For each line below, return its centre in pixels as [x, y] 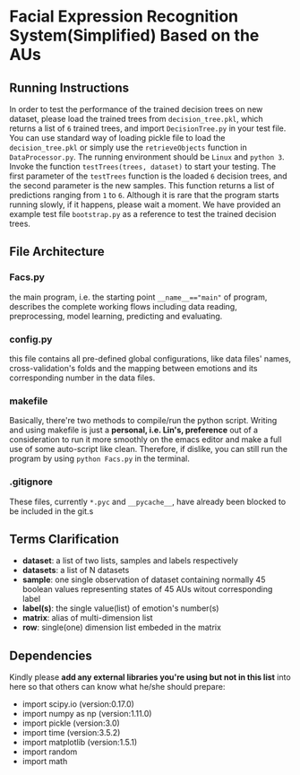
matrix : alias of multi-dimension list [88, 618]
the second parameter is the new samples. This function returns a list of [142, 185]
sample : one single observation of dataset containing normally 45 [144, 579]
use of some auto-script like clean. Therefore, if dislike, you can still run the [149, 449]
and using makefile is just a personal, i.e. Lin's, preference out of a [133, 430]
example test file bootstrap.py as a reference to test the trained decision [143, 214]
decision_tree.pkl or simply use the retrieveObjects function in [129, 147]
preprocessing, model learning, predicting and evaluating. [116, 316]
